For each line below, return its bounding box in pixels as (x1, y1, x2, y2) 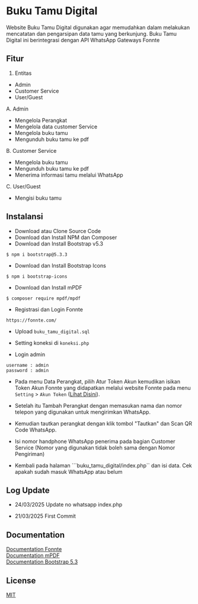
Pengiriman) (14, 450, 45, 457)
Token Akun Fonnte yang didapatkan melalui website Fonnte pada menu (14, 384, 191, 391)
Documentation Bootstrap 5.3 (6, 558, 78, 565)
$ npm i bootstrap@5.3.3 (6, 251, 68, 257)
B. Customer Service (6, 147, 57, 154)
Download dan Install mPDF (14, 284, 82, 291)
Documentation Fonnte (6, 546, 62, 553)
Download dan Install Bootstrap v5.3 (14, 240, 104, 247)
